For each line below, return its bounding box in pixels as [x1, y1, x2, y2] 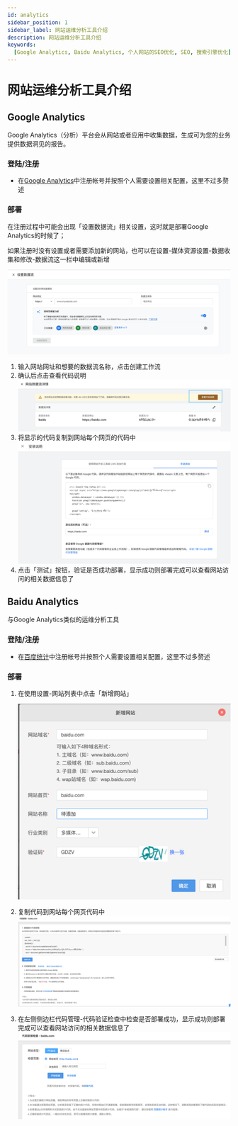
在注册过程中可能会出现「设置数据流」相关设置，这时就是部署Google [7, 222, 209, 230]
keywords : [7, 41, 37, 49]
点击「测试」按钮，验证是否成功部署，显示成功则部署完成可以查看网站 [17, 565, 223, 574]
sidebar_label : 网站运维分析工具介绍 [7, 26, 108, 33]
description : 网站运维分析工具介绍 [7, 34, 101, 41]
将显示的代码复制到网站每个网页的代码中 [17, 433, 136, 442]
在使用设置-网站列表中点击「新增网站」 [17, 689, 133, 697]
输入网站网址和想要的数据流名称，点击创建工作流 [17, 362, 161, 371]
